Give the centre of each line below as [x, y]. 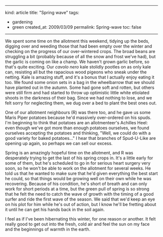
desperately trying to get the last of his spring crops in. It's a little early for [79, 158]
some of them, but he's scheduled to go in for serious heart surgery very [78, 163]
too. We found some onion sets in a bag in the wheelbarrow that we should [80, 82]
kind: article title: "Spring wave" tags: [42, 12]
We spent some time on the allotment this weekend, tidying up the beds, [77, 41]
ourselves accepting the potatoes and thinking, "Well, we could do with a [78, 133]
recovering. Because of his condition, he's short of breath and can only [76, 184]
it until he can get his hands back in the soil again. [55, 210]
